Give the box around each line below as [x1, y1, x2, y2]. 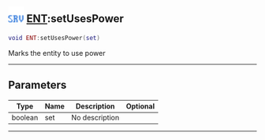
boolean [11, 113, 39, 123]
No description [71, 113, 120, 123]
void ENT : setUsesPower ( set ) [8, 34, 101, 42]
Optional [125, 101, 155, 111]
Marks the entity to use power [8, 48, 106, 57]
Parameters [8, 79, 67, 92]
